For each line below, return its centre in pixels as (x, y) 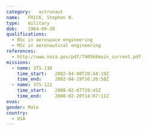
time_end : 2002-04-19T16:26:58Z (63, 79)
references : (21, 51)
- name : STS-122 (32, 85)
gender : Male (23, 107)
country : (17, 113)
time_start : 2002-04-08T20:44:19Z (63, 74)
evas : (13, 101)
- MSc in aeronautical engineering (56, 46)
